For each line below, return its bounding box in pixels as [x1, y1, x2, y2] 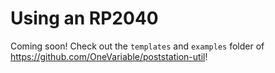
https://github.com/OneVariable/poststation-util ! [10, 50, 208, 62]
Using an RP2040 [10, 7, 159, 30]
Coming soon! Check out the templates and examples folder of [10, 40, 265, 52]
